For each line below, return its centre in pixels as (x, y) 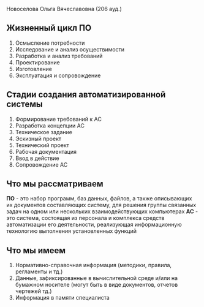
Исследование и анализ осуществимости (70, 49)
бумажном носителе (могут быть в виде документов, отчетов (96, 285)
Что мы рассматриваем (55, 184)
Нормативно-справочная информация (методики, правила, (93, 265)
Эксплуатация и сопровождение (58, 75)
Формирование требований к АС (59, 119)
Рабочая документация (46, 151)
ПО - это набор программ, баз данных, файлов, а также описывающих (99, 199)
